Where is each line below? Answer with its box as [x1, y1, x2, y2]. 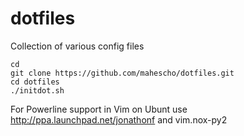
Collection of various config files [10, 40, 145, 52]
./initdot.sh [10, 85, 65, 96]
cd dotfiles [10, 77, 60, 87]
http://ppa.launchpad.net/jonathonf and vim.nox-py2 [10, 113, 228, 126]
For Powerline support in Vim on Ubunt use [10, 103, 188, 115]
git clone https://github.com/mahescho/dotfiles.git [10, 68, 235, 78]
